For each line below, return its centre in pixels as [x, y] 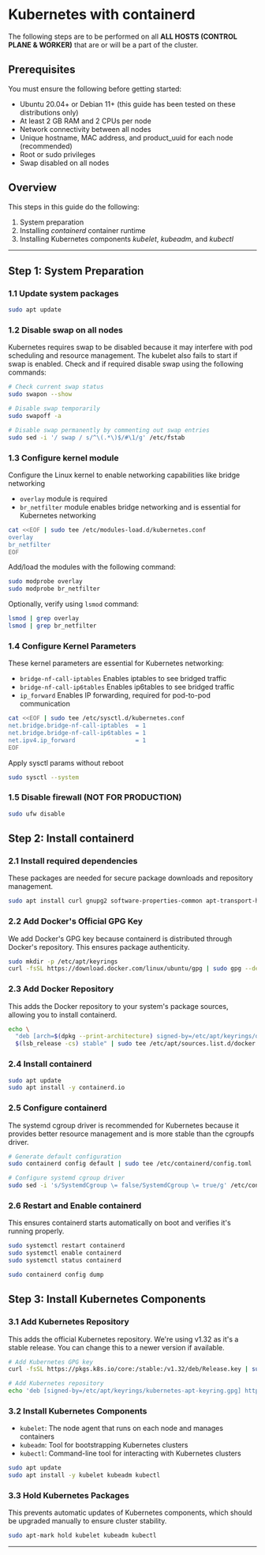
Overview [33, 188]
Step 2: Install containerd [71, 839]
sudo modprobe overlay [45, 582]
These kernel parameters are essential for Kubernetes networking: [116, 663]
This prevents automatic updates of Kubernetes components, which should [130, 1513]
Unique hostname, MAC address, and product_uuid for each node [127, 137]
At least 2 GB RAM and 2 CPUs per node [85, 121]
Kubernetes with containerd [102, 15]
